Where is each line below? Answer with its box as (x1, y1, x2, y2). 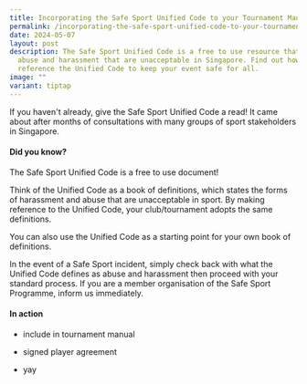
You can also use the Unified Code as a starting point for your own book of (9, 231, 291, 242)
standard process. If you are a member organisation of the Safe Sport (9, 277, 271, 288)
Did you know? (9, 147, 67, 158)
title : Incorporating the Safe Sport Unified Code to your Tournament (9, 13, 284, 23)
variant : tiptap (9, 81, 71, 90)
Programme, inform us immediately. (9, 287, 144, 298)
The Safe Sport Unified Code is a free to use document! (9, 166, 219, 178)
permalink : (9, 22, 51, 31)
